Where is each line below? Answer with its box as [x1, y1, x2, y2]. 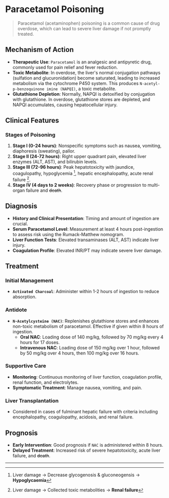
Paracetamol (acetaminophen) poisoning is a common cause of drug [17, 20, 160, 26]
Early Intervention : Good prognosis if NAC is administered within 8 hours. [12, 442, 163, 448]
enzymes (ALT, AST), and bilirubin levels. [12, 159, 98, 165]
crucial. [12, 221, 29, 227]
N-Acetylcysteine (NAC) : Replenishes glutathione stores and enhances [12, 318, 159, 324]
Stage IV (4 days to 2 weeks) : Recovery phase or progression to [12, 182, 147, 188]
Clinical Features [5, 116, 59, 125]
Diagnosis [5, 202, 38, 210]
